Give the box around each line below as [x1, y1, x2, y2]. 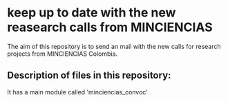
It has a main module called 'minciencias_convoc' [7, 88, 149, 96]
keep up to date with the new [7, 5, 176, 21]
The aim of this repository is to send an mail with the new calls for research [7, 42, 221, 50]
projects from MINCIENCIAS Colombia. [7, 50, 118, 58]
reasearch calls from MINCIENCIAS [7, 19, 213, 35]
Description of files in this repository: [7, 70, 171, 81]
